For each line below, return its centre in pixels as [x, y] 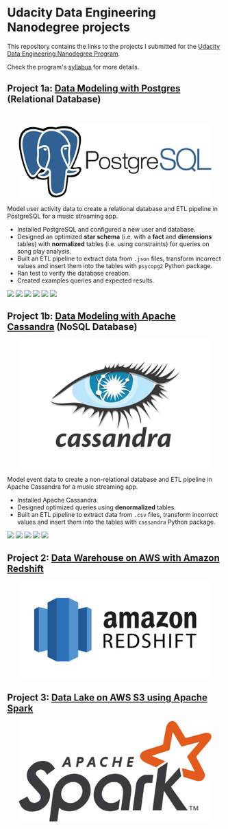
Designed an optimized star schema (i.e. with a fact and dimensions [114, 236]
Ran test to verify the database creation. [74, 273]
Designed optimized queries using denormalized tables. [96, 507]
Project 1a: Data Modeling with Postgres [94, 88]
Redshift [26, 568]
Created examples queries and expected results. [86, 280]
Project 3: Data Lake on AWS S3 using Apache [107, 697]
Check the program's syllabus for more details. [73, 67]
